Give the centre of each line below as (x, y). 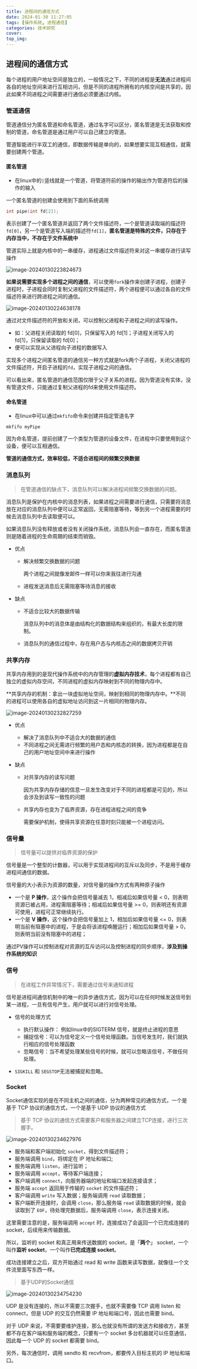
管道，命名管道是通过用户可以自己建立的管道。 (73, 132)
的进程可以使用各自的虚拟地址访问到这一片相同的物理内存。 (78, 701)
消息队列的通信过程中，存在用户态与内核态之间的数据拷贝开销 (98, 643)
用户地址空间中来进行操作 (64, 752)
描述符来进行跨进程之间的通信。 (45, 297)
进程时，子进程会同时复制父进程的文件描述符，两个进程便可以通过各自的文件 (98, 289)
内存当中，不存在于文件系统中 (42, 238)
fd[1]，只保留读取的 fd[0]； (47, 340)
